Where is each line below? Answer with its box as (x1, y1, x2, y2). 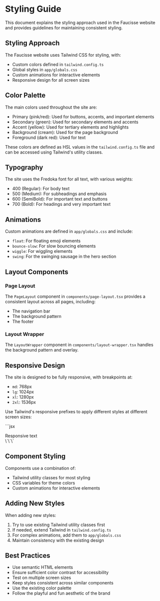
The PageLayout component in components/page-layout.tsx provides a (5, 293, 146, 299)
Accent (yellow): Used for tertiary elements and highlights (12, 124, 129, 130)
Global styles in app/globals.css (12, 67, 77, 72)
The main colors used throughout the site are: (5, 104, 97, 110)
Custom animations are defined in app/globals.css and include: (5, 228, 133, 234)
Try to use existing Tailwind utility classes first (12, 522, 105, 528)
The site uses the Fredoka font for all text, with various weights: (5, 176, 133, 182)
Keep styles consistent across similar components (12, 580, 114, 586)
